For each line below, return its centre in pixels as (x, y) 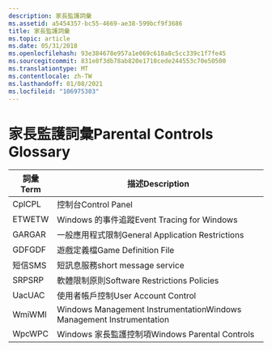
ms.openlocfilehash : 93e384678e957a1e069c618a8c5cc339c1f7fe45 (117, 54)
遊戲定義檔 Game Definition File (115, 250)
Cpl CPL (27, 204)
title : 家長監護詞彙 (39, 31)
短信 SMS (30, 266)
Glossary (40, 152)
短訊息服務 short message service (120, 266)
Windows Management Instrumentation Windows (149, 310)
